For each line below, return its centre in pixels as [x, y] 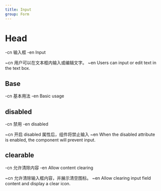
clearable [20, 155]
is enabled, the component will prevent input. [50, 140]
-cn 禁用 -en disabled [27, 124]
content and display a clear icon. [38, 183]
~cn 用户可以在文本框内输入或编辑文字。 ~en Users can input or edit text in [81, 63]
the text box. [18, 68]
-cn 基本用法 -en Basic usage [35, 96]
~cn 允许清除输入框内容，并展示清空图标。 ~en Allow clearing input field [78, 178]
